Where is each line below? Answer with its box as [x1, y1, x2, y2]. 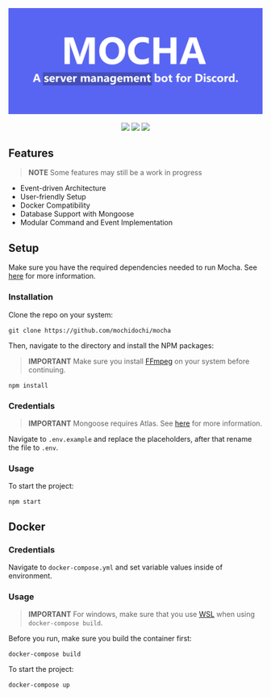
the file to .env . [8, 443, 59, 452]
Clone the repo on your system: [8, 309, 114, 319]
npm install [8, 381, 48, 389]
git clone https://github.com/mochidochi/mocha [8, 326, 172, 334]
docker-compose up [8, 681, 70, 690]
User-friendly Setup [19, 192, 86, 202]
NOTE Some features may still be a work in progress [27, 168, 202, 178]
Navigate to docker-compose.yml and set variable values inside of [8, 562, 223, 572]
